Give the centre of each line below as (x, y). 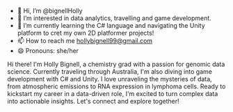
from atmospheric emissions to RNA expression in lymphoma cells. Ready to (116, 86)
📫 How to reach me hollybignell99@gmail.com (85, 41)
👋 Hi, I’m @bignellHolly (50, 11)
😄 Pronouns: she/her (48, 51)
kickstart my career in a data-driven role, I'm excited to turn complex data (113, 94)
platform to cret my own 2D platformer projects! (86, 33)
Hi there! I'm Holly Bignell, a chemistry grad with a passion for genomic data (116, 64)
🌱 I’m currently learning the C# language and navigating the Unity (111, 25)
